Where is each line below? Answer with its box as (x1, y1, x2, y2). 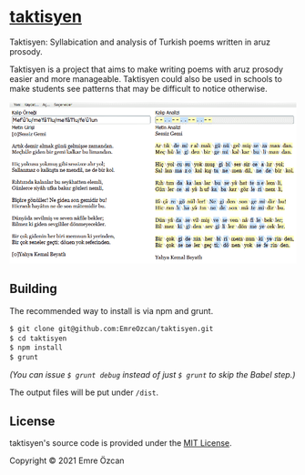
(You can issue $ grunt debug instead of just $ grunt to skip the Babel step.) (9, 369, 296, 380)
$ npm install (9, 343, 64, 352)
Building (9, 281, 57, 297)
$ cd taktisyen (9, 334, 67, 343)
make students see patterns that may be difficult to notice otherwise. (9, 83, 269, 94)
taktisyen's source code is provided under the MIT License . (9, 438, 232, 449)
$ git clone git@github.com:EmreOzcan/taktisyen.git (9, 324, 214, 333)
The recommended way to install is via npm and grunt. (9, 305, 214, 316)
